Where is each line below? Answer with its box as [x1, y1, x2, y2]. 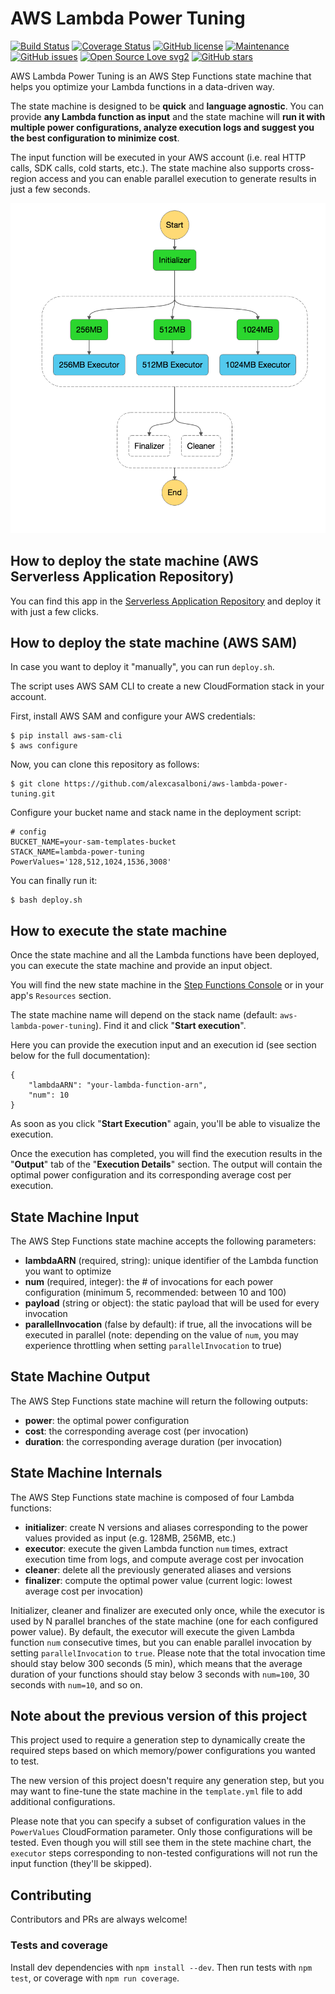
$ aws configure [10, 741, 78, 751]
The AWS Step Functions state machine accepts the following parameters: [10, 1235, 317, 1247]
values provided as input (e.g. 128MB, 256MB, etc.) [24, 1532, 237, 1544]
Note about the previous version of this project [10, 1708, 308, 1725]
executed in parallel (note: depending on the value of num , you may [24, 1329, 299, 1341]
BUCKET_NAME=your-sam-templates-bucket [10, 837, 177, 847]
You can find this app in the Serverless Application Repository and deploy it [10, 595, 322, 607]
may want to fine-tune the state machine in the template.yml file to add [10, 1785, 303, 1797]
